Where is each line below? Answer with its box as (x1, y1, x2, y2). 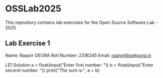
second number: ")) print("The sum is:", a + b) (5, 67, 100, 73)
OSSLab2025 (5, 3, 61, 14)
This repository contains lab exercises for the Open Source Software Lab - (5, 19, 158, 25)
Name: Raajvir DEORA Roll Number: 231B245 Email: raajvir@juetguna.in (5, 52, 152, 58)
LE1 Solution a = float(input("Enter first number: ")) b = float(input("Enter (5, 62, 154, 68)
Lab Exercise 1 (5, 39, 50, 48)
